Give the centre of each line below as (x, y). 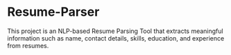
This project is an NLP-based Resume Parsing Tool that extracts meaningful (115, 31)
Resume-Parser (53, 12)
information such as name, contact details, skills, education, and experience (116, 38)
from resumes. (28, 45)
